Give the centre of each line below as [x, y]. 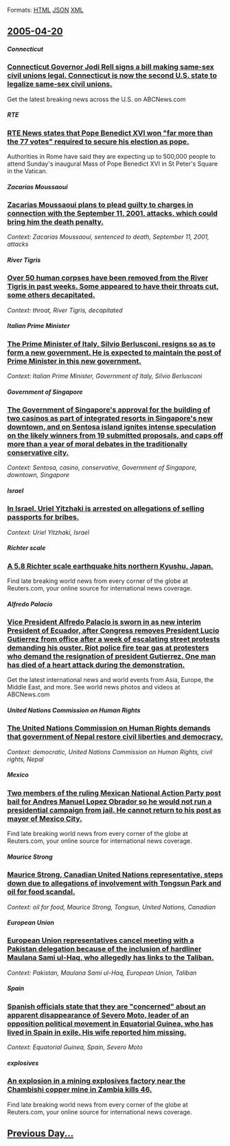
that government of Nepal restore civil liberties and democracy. [115, 737]
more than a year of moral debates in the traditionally [97, 444]
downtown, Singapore [38, 475]
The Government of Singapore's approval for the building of [109, 410]
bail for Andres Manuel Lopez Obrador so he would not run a [110, 802]
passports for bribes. [43, 517]
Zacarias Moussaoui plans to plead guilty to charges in [100, 205]
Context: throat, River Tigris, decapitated [65, 310]
